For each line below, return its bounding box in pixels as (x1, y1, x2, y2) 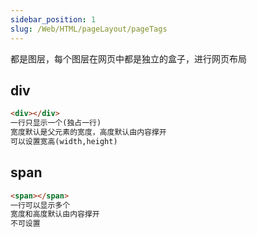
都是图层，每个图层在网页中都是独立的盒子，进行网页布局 (10, 52, 247, 65)
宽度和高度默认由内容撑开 (10, 209, 100, 220)
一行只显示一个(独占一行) (10, 118, 102, 128)
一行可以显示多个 (10, 200, 71, 210)
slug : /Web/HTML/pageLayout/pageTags (10, 24, 168, 34)
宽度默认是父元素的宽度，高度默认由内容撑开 (10, 127, 167, 138)
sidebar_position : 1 (10, 14, 97, 25)
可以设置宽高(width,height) (10, 136, 118, 146)
